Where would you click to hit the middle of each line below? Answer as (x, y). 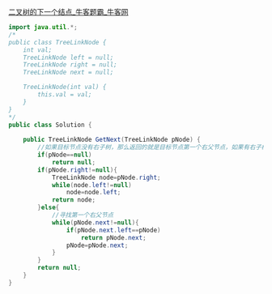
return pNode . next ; (114, 237)
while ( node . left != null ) (91, 185)
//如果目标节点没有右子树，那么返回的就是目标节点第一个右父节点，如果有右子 (149, 147)
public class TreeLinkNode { (57, 42)
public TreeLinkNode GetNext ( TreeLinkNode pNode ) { (112, 140)
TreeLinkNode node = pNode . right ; (106, 177)
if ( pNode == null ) (65, 155)
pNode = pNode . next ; (97, 245)
